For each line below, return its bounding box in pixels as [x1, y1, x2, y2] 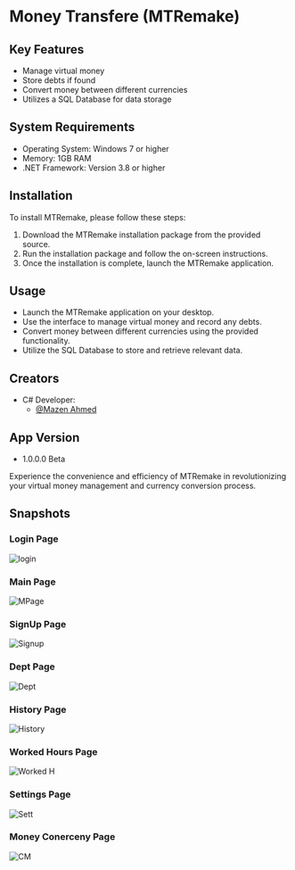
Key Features [9, 42, 85, 57]
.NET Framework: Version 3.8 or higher [21, 162, 166, 173]
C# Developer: [21, 394, 76, 405]
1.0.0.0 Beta [21, 453, 66, 465]
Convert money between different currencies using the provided [21, 326, 258, 336]
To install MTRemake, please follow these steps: [9, 211, 186, 222]
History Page [9, 703, 67, 716]
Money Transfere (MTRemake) [9, 6, 241, 27]
